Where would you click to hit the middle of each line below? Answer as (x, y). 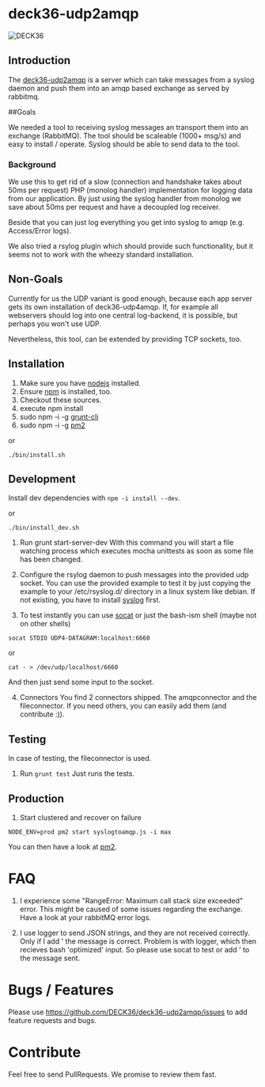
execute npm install (51, 408)
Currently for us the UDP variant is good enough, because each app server (131, 298)
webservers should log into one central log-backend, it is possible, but (123, 315)
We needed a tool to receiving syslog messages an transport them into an (129, 127)
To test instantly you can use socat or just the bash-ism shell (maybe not (138, 615)
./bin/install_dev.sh (44, 528)
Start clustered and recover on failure (81, 818)
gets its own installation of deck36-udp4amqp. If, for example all (114, 306)
